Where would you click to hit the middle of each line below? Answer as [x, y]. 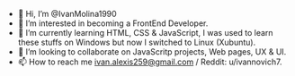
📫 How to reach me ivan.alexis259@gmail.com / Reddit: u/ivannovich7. [150, 62]
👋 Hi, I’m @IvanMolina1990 [67, 14]
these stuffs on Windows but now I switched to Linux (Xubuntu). [137, 42]
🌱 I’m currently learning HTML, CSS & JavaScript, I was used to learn [145, 33]
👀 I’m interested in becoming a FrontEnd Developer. [113, 23]
